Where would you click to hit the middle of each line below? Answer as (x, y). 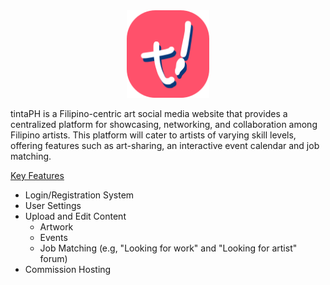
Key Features (37, 175)
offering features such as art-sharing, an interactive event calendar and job (165, 145)
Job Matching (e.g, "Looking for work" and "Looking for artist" (168, 248)
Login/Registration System (79, 195)
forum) (53, 258)
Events (53, 237)
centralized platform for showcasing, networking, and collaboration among (164, 124)
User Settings (53, 205)
